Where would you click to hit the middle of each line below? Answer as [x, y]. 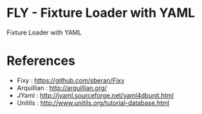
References [41, 61]
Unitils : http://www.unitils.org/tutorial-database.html [93, 103]
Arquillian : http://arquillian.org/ [62, 88]
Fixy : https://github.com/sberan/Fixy [70, 80]
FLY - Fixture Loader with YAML [101, 13]
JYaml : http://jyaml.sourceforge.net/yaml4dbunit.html [95, 95]
